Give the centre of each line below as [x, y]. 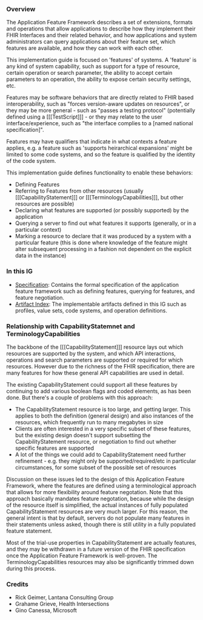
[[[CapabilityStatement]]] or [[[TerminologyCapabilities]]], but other [99, 198]
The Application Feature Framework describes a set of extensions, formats [99, 22]
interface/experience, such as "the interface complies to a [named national [100, 123]
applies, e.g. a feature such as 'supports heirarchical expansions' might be [99, 148]
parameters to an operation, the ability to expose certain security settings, [99, 79]
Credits [17, 584]
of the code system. [31, 161]
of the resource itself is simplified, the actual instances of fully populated [97, 505]
